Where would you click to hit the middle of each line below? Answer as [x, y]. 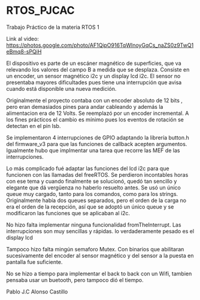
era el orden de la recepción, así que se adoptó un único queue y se [90, 207]
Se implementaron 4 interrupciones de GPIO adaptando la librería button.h [98, 137]
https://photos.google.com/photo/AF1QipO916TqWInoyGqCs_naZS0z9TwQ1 [100, 45]
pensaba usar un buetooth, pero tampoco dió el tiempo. [75, 280]
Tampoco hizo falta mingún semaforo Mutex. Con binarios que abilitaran [95, 249]
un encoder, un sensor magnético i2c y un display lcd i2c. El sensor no [93, 76]
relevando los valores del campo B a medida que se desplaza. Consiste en [98, 69]
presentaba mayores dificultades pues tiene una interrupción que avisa [94, 82]
